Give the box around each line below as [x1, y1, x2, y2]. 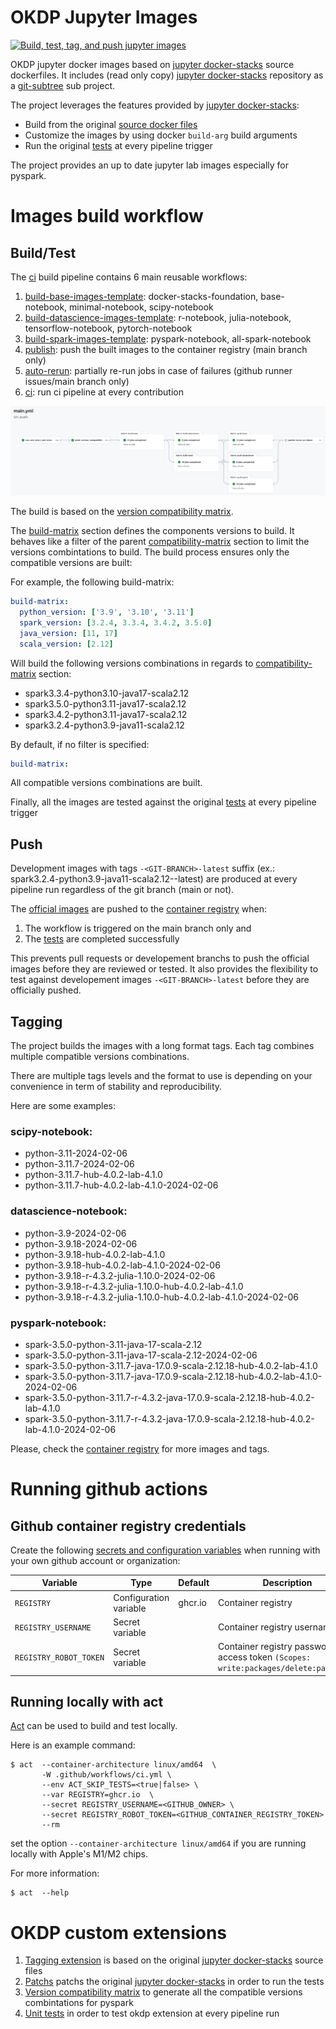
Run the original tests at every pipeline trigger [24, 139, 213, 151]
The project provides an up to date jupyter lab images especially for [10, 159, 289, 171]
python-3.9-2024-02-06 [24, 1227, 127, 1239]
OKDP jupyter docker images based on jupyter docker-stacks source [10, 58, 295, 70]
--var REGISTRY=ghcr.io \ [41, 1790, 155, 1800]
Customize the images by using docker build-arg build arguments [24, 129, 298, 141]
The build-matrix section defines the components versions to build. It [10, 525, 295, 537]
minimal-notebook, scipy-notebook [69, 301, 214, 313]
